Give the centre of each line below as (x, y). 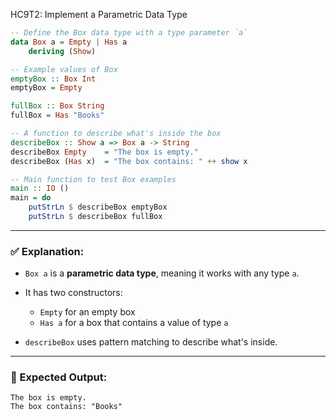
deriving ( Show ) (62, 51)
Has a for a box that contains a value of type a (134, 323)
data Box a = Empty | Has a (69, 42)
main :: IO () (40, 189)
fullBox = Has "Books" (57, 115)
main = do (31, 198)
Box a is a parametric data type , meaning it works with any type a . (162, 273)
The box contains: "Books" (66, 407)
